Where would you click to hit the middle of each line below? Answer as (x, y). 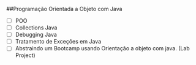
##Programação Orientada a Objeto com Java (64, 9)
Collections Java (36, 28)
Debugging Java (36, 35)
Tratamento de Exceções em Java (58, 42)
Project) (25, 55)
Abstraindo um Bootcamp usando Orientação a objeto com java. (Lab (102, 48)
